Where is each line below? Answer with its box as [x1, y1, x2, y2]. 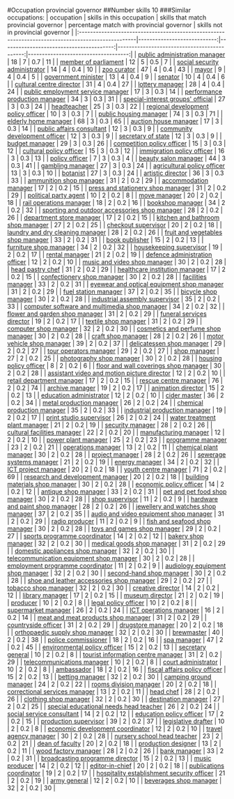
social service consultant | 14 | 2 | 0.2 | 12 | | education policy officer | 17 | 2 [7, 710, 224, 717]
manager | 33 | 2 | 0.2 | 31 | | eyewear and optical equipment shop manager [7, 280, 224, 288]
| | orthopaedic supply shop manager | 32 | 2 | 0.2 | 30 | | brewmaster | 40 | [7, 628, 224, 637]
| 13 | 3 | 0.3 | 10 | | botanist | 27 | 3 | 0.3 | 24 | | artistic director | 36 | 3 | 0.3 [7, 169, 224, 177]
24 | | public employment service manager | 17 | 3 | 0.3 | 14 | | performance [7, 87, 223, 96]
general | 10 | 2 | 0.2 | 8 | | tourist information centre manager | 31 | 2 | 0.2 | [7, 650, 223, 658]
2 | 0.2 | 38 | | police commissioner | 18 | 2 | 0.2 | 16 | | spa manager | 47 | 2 [7, 636, 224, 644]
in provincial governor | [7, 28, 74, 36]
